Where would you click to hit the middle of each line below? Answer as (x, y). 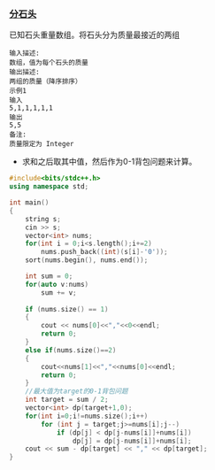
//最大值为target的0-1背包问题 (77, 391)
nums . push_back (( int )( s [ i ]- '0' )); (104, 252)
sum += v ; (59, 293)
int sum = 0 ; (49, 276)
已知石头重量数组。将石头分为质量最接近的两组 (94, 35)
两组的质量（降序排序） (46, 81)
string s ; (43, 219)
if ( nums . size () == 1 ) (67, 309)
